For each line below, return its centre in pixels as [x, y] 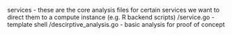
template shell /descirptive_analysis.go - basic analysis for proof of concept [116, 24]
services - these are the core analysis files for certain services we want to [114, 10]
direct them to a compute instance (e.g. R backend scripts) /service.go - [111, 17]
